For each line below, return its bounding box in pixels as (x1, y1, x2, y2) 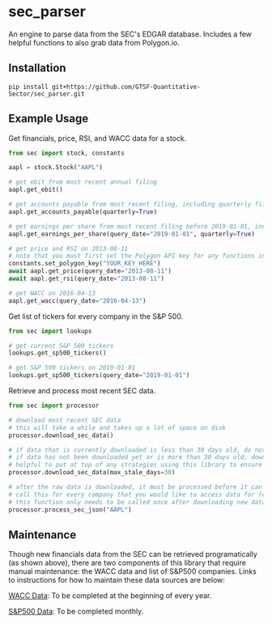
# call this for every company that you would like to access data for (8, 490, 255, 499)
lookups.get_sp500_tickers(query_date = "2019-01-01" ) (8, 371, 190, 380)
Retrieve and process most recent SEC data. (8, 386, 156, 396)
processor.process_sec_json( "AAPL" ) (8, 505, 132, 514)
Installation (8, 62, 66, 75)
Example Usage (8, 112, 89, 125)
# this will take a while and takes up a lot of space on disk (8, 423, 227, 431)
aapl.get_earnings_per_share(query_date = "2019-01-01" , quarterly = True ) (8, 230, 255, 238)
